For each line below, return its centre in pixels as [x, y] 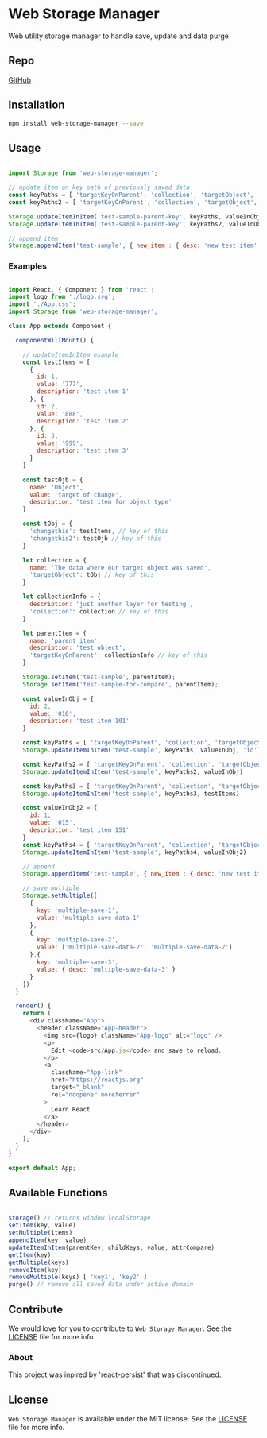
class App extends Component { [60, 327]
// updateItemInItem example [71, 354]
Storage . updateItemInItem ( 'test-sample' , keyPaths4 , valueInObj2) [135, 852]
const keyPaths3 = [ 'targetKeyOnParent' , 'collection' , [119, 786]
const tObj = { [48, 524]
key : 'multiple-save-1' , [78, 910]
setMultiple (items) [41, 1233]
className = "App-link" [87, 1073]
